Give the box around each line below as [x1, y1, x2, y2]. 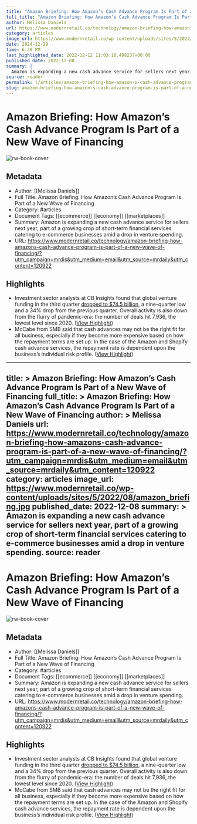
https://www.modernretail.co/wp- [6, 483, 134, 493]
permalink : [6, 80, 33, 86]
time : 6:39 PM [6, 47, 41, 53]
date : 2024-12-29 [6, 42, 49, 48]
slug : [6, 85, 19, 91]
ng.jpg [6, 501, 30, 511]
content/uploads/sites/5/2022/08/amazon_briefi [6, 492, 190, 502]
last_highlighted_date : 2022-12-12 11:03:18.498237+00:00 [6, 52, 151, 58]
